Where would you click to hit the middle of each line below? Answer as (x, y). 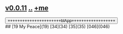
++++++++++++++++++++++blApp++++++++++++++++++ (61, 20)
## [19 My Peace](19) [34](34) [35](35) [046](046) (58, 26)
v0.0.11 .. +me (27, 8)
